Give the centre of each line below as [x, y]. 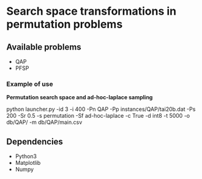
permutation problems [65, 24]
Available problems [44, 47]
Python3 [26, 156]
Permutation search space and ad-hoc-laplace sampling [80, 97]
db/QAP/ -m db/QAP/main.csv [44, 122]
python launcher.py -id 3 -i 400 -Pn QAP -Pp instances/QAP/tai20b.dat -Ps [101, 109]
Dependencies [35, 141]
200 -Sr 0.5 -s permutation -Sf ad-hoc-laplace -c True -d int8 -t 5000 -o [98, 116]
